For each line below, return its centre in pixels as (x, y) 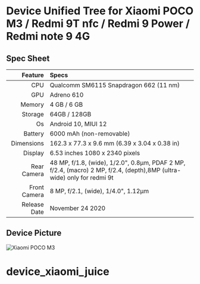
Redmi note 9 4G (48, 36)
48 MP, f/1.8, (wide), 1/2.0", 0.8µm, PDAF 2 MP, (118, 163)
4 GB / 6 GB (66, 104)
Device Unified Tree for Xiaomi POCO (100, 11)
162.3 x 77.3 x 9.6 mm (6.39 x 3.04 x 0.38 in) (115, 143)
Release (33, 204)
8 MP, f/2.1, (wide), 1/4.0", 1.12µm (99, 191)
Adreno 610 (67, 95)
